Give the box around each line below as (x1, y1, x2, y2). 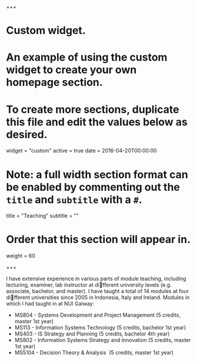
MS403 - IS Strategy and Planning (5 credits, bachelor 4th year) (14, 330, 170, 337)
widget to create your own (6, 63, 137, 77)
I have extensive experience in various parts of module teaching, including (6, 275, 186, 283)
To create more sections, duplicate (6, 102, 179, 116)
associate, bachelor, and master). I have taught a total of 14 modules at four (6, 288, 189, 295)
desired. (6, 128, 48, 141)
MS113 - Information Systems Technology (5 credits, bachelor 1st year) (14, 324, 186, 331)
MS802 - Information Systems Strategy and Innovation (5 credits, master (14, 337, 191, 344)
